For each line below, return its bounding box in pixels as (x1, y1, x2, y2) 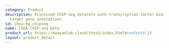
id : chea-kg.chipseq (5, 21, 49, 26)
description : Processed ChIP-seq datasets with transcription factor (5, 12, 154, 17)
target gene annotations (10, 16, 62, 21)
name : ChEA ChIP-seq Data (5, 26, 59, 31)
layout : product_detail (5, 35, 55, 40)
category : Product (5, 7, 44, 12)
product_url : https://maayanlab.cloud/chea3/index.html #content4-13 (5, 30, 152, 35)
